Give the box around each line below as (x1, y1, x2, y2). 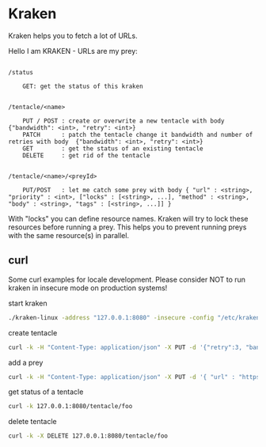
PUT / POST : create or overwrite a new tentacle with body (22, 116, 225, 125)
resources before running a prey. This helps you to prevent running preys (8, 222, 247, 232)
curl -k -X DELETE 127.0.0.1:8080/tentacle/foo (8, 432, 169, 440)
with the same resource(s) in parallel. (8, 230, 129, 240)
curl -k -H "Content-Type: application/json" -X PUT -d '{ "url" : (8, 373, 236, 381)
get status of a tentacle (8, 387, 84, 396)
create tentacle (8, 328, 58, 337)
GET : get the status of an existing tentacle (22, 144, 203, 153)
